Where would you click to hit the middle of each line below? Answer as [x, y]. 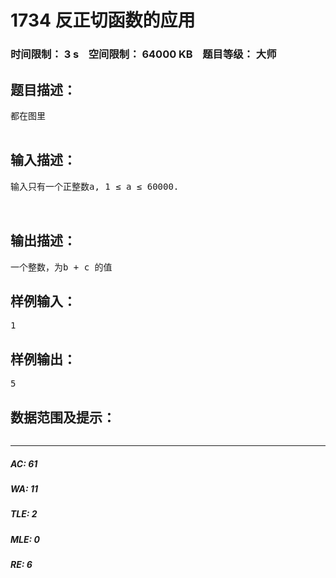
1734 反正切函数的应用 [103, 20]
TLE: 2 [24, 514]
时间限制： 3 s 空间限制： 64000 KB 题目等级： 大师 [143, 54]
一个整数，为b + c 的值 [61, 267]
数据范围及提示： [63, 417]
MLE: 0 [25, 539]
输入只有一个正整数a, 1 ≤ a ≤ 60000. [95, 186]
